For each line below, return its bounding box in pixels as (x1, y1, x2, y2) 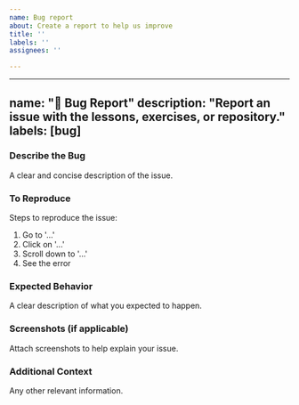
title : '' (9, 29, 46, 38)
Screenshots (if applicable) (9, 322, 129, 335)
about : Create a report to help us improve (9, 21, 174, 30)
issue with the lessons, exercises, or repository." (9, 109, 287, 125)
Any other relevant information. (9, 385, 124, 396)
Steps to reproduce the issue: (9, 213, 118, 223)
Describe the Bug (9, 150, 86, 162)
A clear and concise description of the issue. (9, 170, 174, 181)
